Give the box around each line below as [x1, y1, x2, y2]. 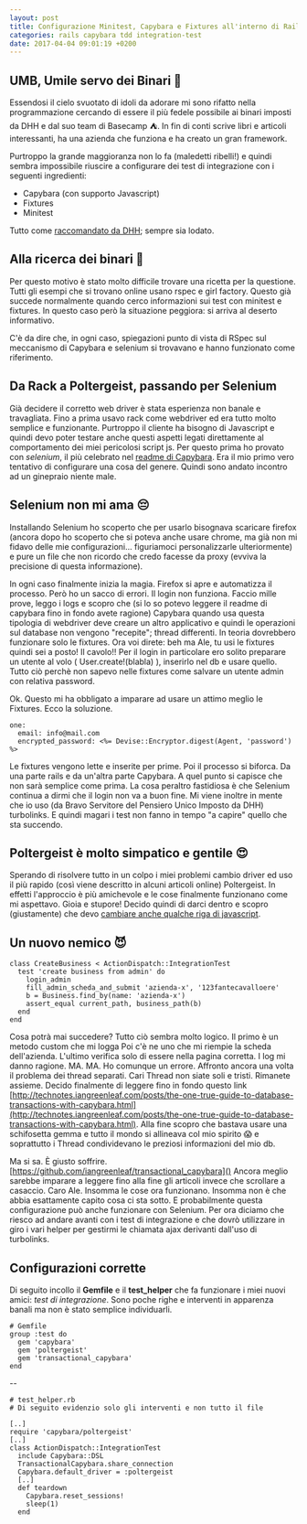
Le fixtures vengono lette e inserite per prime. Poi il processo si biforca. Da [9, 760, 291, 771]
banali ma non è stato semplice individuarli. [9, 1304, 173, 1315]
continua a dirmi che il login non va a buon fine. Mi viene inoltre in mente [9, 789, 283, 800]
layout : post [9, 13, 59, 23]
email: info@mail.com [17, 728, 101, 737]
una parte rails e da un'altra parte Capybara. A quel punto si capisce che [9, 770, 283, 781]
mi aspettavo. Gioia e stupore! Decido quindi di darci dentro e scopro [9, 898, 269, 910]
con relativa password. [9, 675, 96, 686]
